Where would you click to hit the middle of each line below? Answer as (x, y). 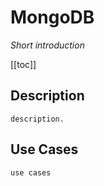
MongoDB (52, 17)
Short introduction (47, 45)
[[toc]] (23, 64)
